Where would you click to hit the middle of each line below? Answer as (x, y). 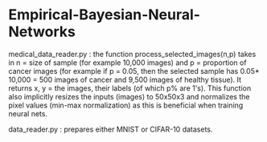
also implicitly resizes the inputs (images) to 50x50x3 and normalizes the (129, 96)
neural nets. (28, 113)
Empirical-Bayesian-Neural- (105, 15)
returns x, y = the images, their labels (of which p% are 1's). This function (130, 88)
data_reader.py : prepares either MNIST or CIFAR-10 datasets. (111, 129)
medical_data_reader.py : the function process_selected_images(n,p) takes (132, 54)
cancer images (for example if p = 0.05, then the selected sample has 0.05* (134, 71)
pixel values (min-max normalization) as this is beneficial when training (126, 105)
